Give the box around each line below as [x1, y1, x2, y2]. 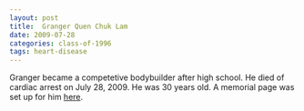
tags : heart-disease [9, 47, 88, 56]
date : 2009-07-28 [9, 30, 76, 39]
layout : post [9, 13, 59, 23]
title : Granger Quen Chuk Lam [9, 22, 128, 31]
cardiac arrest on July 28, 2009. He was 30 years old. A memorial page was [9, 82, 295, 93]
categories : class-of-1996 [9, 38, 112, 48]
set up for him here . [9, 92, 84, 103]
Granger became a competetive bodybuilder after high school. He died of [9, 72, 285, 83]
